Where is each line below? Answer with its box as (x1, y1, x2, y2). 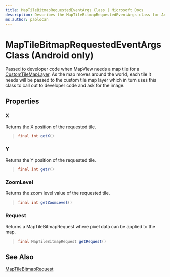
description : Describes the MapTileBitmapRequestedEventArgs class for (5, 12, 159, 17)
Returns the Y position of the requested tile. (5, 157, 96, 163)
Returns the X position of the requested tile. (5, 124, 96, 130)
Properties (5, 97, 39, 105)
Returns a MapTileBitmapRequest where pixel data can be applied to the (5, 223, 156, 229)
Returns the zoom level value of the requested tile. (5, 190, 110, 196)
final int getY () (17, 167, 55, 172)
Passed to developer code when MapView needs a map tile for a (5, 66, 140, 72)
